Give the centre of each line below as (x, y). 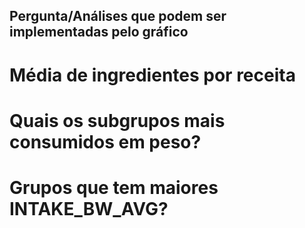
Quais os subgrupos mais (117, 120)
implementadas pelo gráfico (99, 32)
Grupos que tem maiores (114, 187)
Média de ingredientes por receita (152, 75)
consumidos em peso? (105, 141)
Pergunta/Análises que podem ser (118, 16)
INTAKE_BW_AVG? (89, 208)
